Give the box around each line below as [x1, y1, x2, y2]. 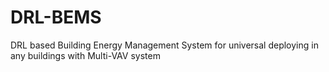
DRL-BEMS [10, 6, 102, 29]
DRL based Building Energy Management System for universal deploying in [10, 39, 319, 51]
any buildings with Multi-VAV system [10, 49, 161, 61]
